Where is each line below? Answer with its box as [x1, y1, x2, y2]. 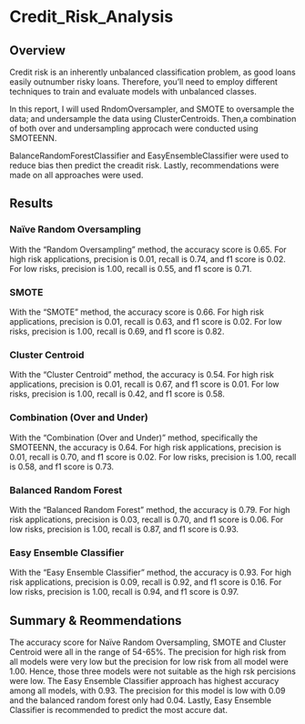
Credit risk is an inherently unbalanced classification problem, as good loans [9, 66, 296, 77]
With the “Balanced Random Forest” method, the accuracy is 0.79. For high [9, 504, 290, 515]
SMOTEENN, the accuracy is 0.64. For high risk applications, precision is [9, 441, 282, 452]
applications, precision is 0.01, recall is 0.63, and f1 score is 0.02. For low [9, 316, 282, 327]
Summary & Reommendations [9, 612, 182, 628]
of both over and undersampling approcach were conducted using [9, 123, 259, 134]
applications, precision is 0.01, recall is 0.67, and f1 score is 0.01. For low [9, 379, 280, 390]
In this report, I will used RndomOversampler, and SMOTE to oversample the [9, 104, 295, 115]
